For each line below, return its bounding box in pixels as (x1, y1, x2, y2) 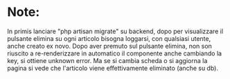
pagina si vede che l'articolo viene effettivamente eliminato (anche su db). (7, 64, 218, 72)
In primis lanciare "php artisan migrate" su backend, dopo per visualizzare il (7, 27, 224, 35)
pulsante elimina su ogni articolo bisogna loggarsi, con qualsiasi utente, (7, 34, 211, 42)
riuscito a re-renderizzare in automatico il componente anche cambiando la (7, 49, 222, 58)
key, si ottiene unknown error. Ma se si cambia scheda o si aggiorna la (7, 56, 208, 64)
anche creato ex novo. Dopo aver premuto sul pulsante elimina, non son (7, 42, 213, 50)
